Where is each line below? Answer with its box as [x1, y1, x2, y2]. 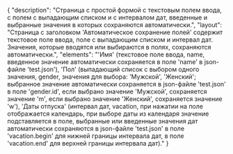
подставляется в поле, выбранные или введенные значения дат [7, 117, 198, 125]
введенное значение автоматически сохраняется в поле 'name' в [7, 58, 203, 66]
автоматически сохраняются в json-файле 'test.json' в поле [7, 125, 185, 132]
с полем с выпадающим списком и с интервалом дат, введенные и [7, 13, 207, 22]
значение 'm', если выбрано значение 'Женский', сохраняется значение [7, 95, 223, 103]
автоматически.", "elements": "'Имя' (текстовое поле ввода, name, [7, 50, 205, 59]
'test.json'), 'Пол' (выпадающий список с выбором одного [27, 66, 200, 73]
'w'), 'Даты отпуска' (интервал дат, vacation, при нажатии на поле [7, 102, 204, 110]
